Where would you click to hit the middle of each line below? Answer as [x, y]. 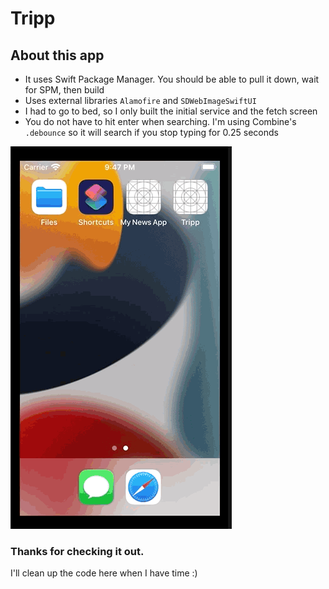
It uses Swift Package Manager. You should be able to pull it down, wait [172, 79]
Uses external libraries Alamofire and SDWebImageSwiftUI [140, 100]
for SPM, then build [64, 90]
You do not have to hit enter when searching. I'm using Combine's [160, 121]
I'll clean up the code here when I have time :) [104, 573]
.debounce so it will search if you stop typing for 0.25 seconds [151, 132]
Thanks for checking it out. [77, 551]
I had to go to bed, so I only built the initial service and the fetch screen [171, 111]
